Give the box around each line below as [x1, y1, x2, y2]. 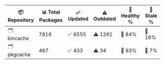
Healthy [121, 12, 140, 19]
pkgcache [7, 51, 31, 58]
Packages [39, 17, 63, 23]
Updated [68, 16, 89, 22]
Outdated [93, 16, 116, 22]
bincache [7, 35, 29, 42]
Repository [7, 17, 34, 23]
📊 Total [41, 8, 60, 15]
